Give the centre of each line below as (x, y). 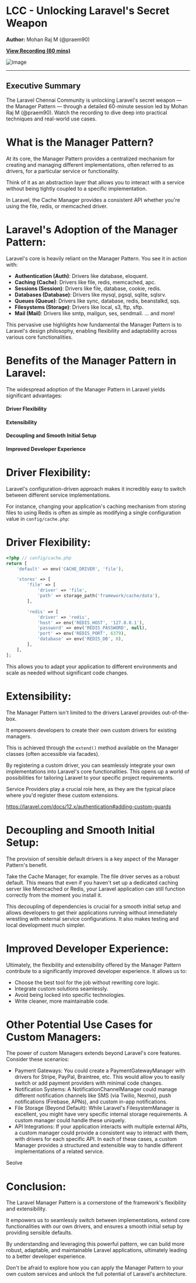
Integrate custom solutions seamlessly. (61, 988)
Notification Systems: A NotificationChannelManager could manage (96, 1089)
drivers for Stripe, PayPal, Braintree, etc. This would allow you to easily (99, 1077)
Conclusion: (36, 1186)
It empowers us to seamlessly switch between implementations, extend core (98, 1220)
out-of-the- (176, 713)
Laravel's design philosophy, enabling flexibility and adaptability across (92, 331)
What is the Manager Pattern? (80, 142)
